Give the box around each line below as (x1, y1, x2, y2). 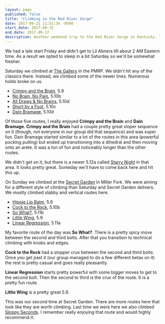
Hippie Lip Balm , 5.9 (12, 199, 53, 205)
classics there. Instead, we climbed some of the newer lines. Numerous (5, 73, 150, 79)
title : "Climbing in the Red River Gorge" (5, 16, 93, 21)
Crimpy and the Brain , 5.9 (12, 88, 64, 94)
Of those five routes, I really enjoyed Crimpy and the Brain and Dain (5, 118, 143, 124)
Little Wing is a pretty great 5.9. (5, 289, 70, 295)
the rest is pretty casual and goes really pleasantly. (5, 260, 108, 266)
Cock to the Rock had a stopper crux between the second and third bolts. (5, 249, 155, 255)
